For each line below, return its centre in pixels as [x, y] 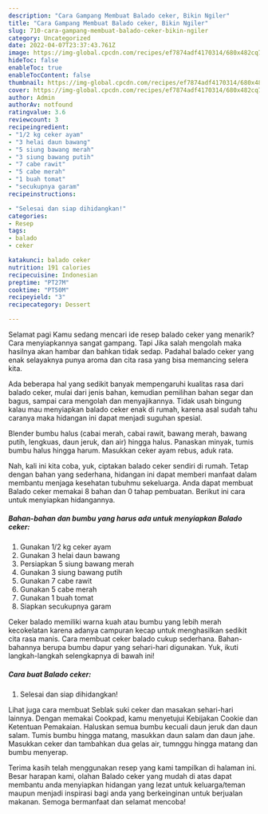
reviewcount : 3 [33, 120]
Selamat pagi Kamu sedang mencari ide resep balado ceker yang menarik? [132, 334]
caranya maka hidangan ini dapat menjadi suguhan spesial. [105, 418]
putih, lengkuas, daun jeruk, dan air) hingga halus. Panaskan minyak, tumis [131, 442]
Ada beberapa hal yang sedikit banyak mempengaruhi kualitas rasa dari [126, 384]
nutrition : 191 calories [49, 267]
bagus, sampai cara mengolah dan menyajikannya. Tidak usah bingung [125, 401]
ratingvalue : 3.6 [37, 113]
